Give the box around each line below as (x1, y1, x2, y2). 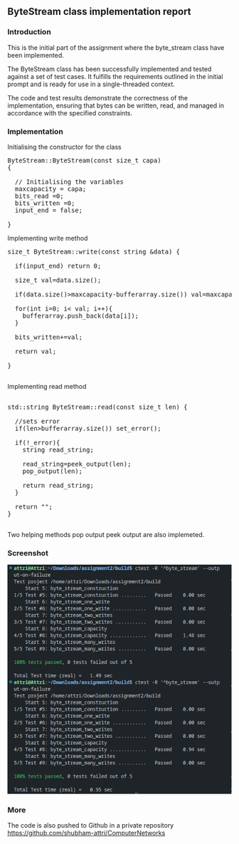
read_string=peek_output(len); (22, 459, 132, 468)
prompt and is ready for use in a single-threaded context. (7, 80, 176, 88)
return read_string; (22, 481, 94, 489)
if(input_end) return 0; (14, 261, 102, 270)
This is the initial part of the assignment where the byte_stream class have (7, 43, 225, 52)
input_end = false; (14, 206, 83, 214)
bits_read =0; (14, 192, 64, 200)
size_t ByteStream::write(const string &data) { (7, 247, 180, 256)
